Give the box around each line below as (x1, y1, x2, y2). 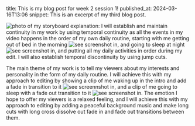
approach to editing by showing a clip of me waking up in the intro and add (6, 77, 187, 84)
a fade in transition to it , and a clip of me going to (6, 83, 177, 90)
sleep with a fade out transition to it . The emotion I (6, 90, 177, 96)
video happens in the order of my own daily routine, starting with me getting (6, 35, 189, 41)
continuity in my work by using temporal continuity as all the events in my (6, 29, 183, 36)
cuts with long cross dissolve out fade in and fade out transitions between (6, 108, 184, 115)
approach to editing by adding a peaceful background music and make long (6, 102, 189, 108)
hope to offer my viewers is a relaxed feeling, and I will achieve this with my (6, 96, 189, 103)
